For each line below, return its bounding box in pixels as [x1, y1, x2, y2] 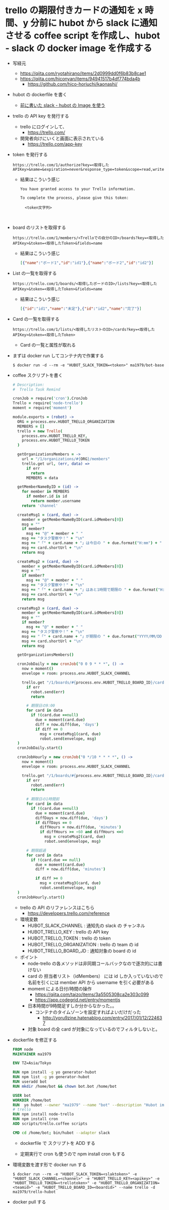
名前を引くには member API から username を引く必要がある [27, 979, 155, 985]
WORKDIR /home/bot [12, 1097, 51, 1103]
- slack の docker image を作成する [5, 42, 152, 54]
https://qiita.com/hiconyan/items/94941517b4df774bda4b [20, 75, 140, 81]
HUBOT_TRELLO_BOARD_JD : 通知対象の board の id [27, 948, 136, 954]
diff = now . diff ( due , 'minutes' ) [35, 867, 106, 872]
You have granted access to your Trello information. [20, 186, 136, 191]
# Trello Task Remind [12, 387, 61, 392]
